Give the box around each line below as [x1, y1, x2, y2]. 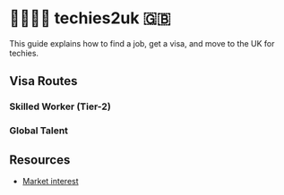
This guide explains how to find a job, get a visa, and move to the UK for [9, 38, 275, 48]
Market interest [22, 175, 79, 186]
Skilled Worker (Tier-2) [9, 100, 112, 113]
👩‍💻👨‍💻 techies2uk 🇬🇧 [9, 8, 172, 29]
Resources [9, 152, 71, 167]
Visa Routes [9, 73, 78, 89]
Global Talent [9, 124, 69, 137]
